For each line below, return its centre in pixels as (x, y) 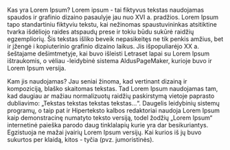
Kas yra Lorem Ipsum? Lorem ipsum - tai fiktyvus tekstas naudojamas (106, 10)
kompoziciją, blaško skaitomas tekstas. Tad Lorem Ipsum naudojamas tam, (113, 89)
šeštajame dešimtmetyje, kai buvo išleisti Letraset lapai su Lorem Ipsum (108, 53)
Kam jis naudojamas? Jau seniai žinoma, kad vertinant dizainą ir (97, 81)
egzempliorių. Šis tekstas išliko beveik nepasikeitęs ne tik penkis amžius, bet (115, 39)
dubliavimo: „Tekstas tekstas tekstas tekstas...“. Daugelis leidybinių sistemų (113, 103)
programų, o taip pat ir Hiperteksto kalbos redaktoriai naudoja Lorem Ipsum (114, 110)
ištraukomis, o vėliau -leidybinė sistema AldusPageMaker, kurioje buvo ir (110, 61)
